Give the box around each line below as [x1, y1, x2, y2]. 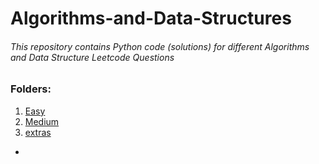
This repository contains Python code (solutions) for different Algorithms [10, 40, 310, 52]
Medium [24, 115, 60, 127]
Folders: [10, 82, 52, 96]
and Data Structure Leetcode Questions [10, 51, 175, 63]
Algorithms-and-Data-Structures [10, 7, 292, 30]
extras [24, 126, 52, 138]
